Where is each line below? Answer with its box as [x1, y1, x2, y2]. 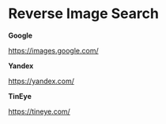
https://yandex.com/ [8, 76, 75, 86]
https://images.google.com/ [8, 46, 99, 55]
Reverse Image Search [8, 5, 160, 23]
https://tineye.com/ [8, 107, 71, 116]
